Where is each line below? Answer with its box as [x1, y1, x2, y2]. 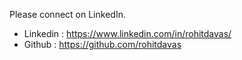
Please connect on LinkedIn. [9, 9, 126, 20]
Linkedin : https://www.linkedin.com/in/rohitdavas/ [23, 28, 232, 39]
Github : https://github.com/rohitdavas [23, 39, 182, 50]
